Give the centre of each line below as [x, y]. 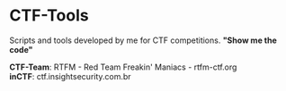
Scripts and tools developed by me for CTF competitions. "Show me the [143, 40]
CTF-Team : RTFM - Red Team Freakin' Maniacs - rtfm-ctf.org [123, 67]
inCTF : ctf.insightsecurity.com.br [71, 76]
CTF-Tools [49, 16]
